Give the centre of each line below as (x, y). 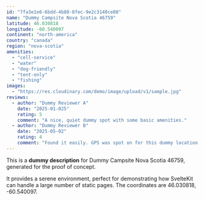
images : (16, 86)
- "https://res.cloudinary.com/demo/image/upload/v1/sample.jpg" (97, 92)
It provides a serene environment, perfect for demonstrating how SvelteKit (100, 179)
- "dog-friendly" (34, 69)
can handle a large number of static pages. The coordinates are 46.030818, (101, 185)
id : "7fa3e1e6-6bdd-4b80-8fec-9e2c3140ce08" (64, 12)
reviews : (17, 97)
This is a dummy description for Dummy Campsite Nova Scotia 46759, (96, 160)
